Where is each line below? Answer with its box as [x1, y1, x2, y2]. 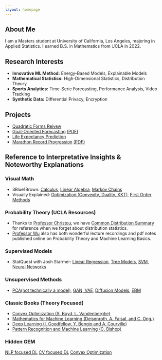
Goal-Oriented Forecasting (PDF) [12, 129, 79, 135]
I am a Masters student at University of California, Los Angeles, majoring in [5, 38, 155, 44]
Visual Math [5, 175, 34, 182]
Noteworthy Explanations [5, 160, 84, 169]
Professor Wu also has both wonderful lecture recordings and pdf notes [12, 230, 157, 237]
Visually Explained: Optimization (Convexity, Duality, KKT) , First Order [12, 191, 152, 198]
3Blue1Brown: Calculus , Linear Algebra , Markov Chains [12, 186, 123, 192]
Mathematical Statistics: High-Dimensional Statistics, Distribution [12, 76, 145, 81]
